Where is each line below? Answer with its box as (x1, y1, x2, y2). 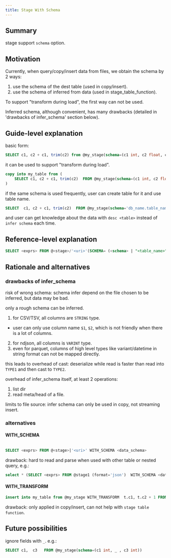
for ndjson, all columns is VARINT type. (12, 340, 93, 346)
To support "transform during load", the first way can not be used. (5, 99, 144, 105)
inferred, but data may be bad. (5, 295, 69, 301)
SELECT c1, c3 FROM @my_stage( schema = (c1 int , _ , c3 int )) (5, 547, 142, 553)
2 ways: (5, 74, 22, 80)
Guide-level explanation (5, 129, 83, 138)
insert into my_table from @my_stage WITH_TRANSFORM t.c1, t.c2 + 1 (5, 495, 156, 500)
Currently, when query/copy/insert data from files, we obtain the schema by (5, 68, 164, 75)
